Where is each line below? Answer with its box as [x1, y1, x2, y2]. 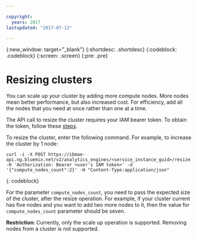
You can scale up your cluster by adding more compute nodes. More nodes [6, 92, 189, 100]
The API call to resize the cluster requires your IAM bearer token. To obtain [6, 116, 187, 124]
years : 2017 [11, 19, 41, 25]
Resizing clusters [6, 73, 93, 86]
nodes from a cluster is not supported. [6, 225, 99, 233]
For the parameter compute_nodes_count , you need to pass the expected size [6, 189, 191, 196]
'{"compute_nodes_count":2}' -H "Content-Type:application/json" [6, 167, 169, 173]
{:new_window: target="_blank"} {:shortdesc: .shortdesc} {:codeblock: [6, 46, 178, 53]
